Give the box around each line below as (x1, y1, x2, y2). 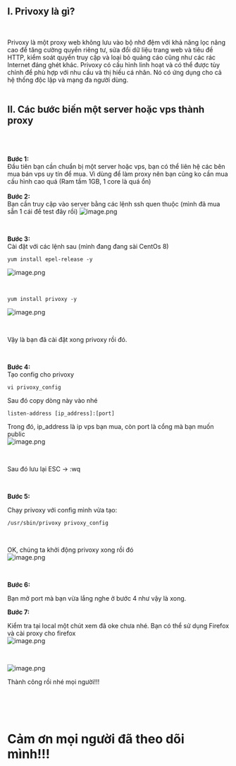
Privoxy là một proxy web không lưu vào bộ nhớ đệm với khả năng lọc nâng (7, 37, 226, 47)
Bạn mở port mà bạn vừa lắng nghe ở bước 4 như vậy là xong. (7, 594, 187, 602)
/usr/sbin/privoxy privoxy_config (7, 519, 109, 526)
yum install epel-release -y (7, 256, 93, 263)
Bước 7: (7, 608, 30, 616)
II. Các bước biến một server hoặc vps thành (7, 104, 205, 116)
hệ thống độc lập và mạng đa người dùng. (7, 76, 129, 84)
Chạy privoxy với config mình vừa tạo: (7, 505, 118, 514)
